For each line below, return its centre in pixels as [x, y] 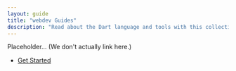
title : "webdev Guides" [42, 20]
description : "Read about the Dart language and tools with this [105, 27]
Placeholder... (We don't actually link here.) [70, 47]
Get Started [34, 60]
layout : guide [28, 14]
